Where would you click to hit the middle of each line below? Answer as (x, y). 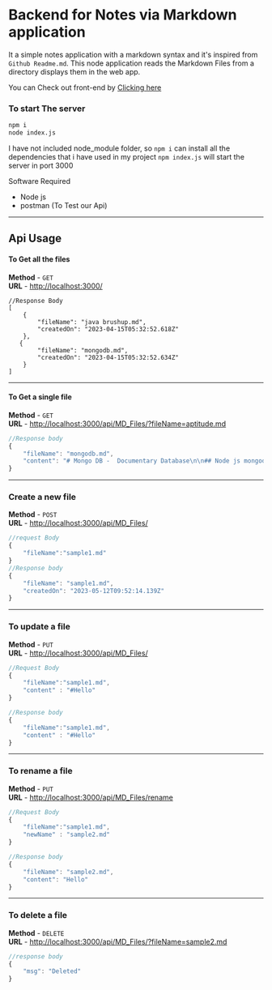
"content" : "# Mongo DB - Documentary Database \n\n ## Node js (132, 461)
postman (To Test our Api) (64, 205)
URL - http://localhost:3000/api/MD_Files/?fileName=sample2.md (118, 941)
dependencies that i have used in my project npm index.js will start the (127, 156)
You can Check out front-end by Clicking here (85, 87)
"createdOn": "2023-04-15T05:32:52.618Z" (108, 329)
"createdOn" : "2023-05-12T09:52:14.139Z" (93, 591)
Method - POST (33, 514)
